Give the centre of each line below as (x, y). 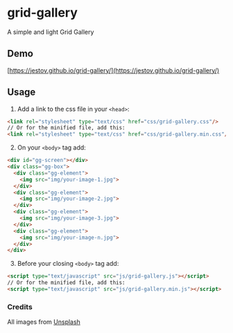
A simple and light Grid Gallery (51, 32)
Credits (20, 307)
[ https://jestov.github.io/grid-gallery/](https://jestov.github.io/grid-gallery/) (113, 70)
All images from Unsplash (44, 322)
